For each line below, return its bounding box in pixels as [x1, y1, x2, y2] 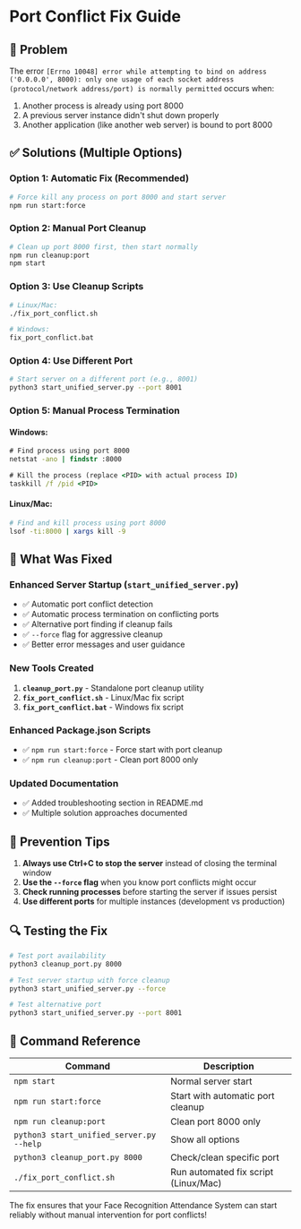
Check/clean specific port [169, 1151, 279, 1164]
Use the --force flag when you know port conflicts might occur [21, 877, 257, 888]
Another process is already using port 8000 [21, 100, 184, 111]
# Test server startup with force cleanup [9, 975, 170, 984]
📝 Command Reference [9, 1033, 141, 1049]
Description [202, 1060, 255, 1072]
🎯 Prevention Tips [9, 834, 110, 849]
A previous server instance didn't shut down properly [21, 110, 219, 120]
